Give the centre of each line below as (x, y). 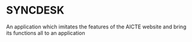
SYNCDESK (35, 10)
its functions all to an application (46, 33)
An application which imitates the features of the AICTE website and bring (96, 27)
